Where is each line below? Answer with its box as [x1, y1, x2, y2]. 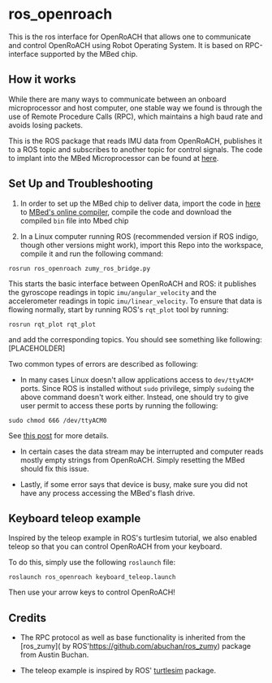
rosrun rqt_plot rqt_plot [8, 320, 96, 328]
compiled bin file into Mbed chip [19, 215, 129, 225]
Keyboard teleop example [8, 511, 141, 525]
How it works [8, 72, 76, 86]
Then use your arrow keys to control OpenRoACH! [8, 587, 176, 598]
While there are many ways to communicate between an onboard [8, 94, 227, 104]
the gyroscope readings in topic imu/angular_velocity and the [8, 287, 217, 297]
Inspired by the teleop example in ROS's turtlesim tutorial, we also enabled [8, 533, 257, 543]
